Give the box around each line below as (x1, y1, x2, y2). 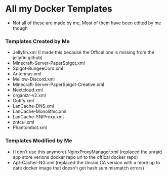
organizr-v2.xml (12, 92, 46, 99)
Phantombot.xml (12, 124, 47, 130)
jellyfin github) (12, 55, 43, 61)
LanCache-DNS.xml (12, 103, 54, 109)
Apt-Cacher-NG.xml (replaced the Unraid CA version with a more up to (12, 159, 160, 165)
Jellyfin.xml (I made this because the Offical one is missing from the (12, 49, 154, 56)
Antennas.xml (12, 71, 41, 77)
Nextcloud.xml (12, 87, 43, 93)
